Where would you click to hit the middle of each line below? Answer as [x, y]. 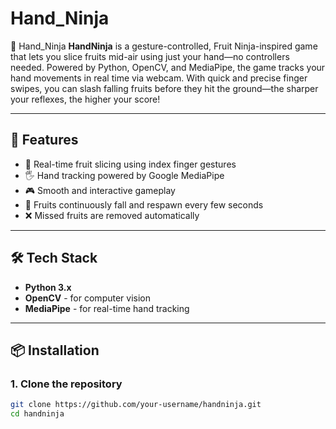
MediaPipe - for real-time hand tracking [107, 308]
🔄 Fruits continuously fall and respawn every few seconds [144, 204]
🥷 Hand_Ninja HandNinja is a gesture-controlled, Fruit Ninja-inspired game [164, 46]
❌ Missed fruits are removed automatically [112, 215]
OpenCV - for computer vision [87, 298]
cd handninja [37, 414]
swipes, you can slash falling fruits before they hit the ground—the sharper [164, 88]
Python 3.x [48, 287]
